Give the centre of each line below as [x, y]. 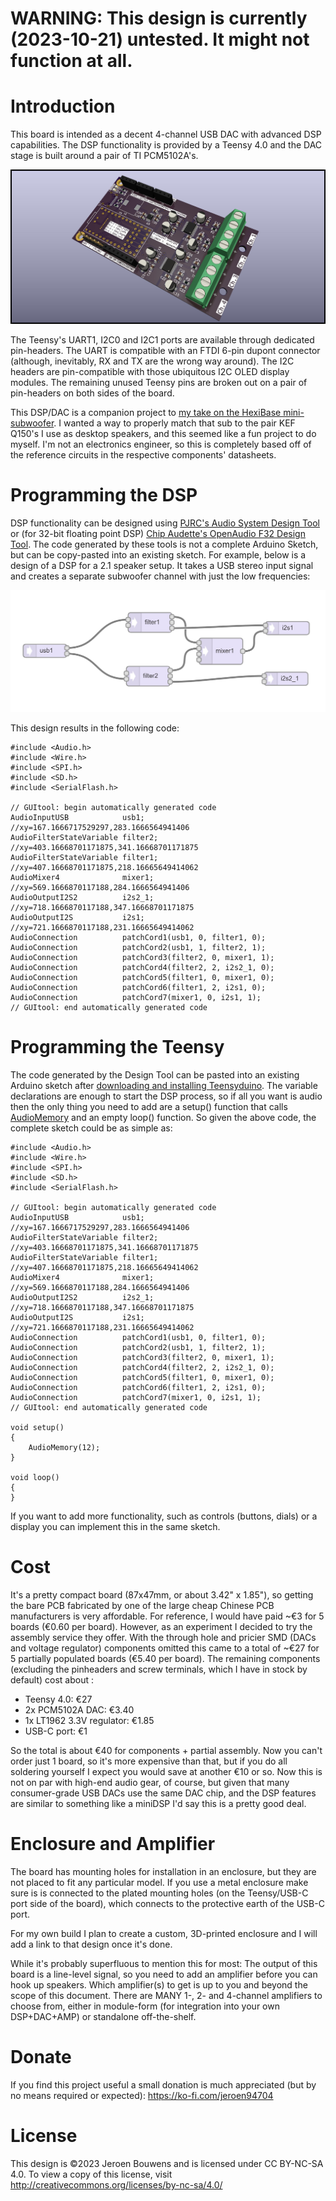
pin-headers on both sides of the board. [92, 393]
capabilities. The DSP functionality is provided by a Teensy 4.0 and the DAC [166, 145]
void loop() [35, 1478]
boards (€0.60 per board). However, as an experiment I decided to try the [161, 1627]
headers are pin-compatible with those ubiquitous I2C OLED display [150, 371]
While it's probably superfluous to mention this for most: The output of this [164, 1964]
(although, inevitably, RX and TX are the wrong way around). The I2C [152, 361]
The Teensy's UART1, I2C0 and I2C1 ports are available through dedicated [162, 339]
